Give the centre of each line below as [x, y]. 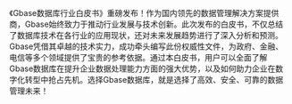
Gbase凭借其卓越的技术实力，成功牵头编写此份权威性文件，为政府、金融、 [146, 46]
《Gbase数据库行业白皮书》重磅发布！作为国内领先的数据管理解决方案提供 [144, 13]
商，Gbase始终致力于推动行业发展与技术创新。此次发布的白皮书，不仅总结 [146, 24]
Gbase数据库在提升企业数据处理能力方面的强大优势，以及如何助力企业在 [142, 68]
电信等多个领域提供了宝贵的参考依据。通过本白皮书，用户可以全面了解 [138, 57]
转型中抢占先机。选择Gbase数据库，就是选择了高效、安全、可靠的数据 [154, 80]
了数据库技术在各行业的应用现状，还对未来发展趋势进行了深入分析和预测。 [146, 35]
